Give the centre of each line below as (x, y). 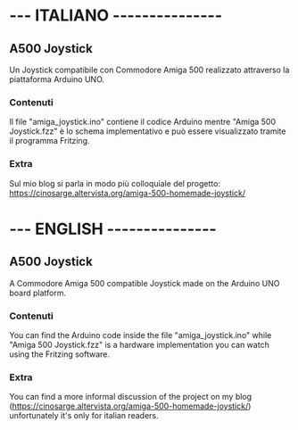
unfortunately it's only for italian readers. (84, 416)
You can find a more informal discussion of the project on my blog (131, 397)
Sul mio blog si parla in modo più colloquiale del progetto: (115, 183)
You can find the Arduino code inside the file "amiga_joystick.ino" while (141, 335)
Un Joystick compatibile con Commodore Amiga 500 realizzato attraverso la (149, 70)
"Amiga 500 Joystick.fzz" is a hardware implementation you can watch (139, 344)
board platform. (38, 293)
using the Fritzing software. (59, 354)
